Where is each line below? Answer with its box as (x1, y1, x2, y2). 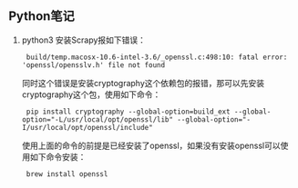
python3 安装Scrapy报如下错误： (21, 35, 147, 45)
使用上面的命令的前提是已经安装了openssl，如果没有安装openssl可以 (21, 140, 281, 151)
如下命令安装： (29, 151, 87, 162)
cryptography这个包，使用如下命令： (21, 89, 161, 100)
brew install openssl (26, 169, 108, 179)
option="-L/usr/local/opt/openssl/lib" (21, 114, 174, 124)
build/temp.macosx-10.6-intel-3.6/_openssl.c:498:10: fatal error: (26, 53, 288, 62)
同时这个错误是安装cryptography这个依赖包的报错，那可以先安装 (21, 77, 265, 88)
